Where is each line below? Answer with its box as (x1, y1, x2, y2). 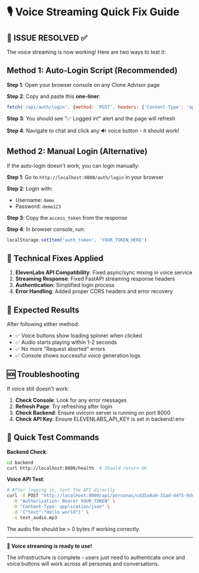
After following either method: (6, 321, 79, 327)
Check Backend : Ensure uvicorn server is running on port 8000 (15, 409, 171, 416)
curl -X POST (6, 493, 39, 499)
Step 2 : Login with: (6, 185, 53, 192)
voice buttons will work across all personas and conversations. (6, 560, 159, 567)
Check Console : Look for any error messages (15, 396, 128, 403)
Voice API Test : (6, 476, 45, 483)
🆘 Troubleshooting (6, 369, 80, 379)
